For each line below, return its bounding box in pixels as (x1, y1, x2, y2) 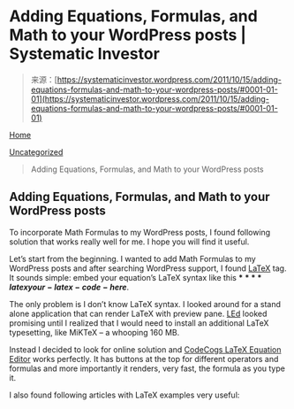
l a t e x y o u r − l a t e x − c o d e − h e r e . (9, 282, 130, 292)
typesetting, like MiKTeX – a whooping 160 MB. (9, 327, 180, 337)
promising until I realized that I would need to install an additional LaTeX (9, 317, 269, 328)
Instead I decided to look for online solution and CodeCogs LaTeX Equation (9, 343, 282, 355)
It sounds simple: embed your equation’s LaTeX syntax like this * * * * (9, 272, 262, 282)
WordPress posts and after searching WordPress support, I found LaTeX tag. (9, 263, 287, 274)
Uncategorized (9, 146, 64, 157)
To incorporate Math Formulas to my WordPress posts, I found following (9, 227, 271, 237)
